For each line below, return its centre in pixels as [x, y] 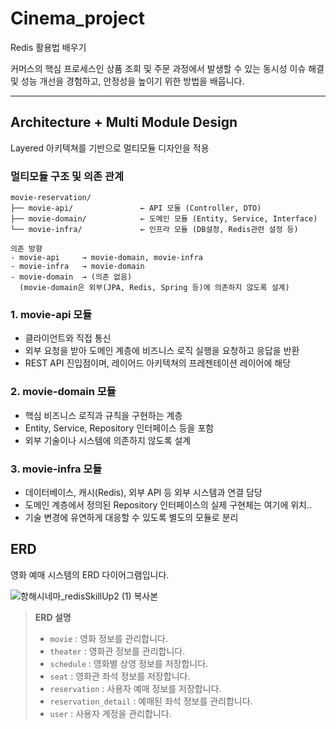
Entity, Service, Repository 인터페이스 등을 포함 [119, 428]
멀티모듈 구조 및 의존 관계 [67, 176]
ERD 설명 [53, 617]
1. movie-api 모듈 [51, 314]
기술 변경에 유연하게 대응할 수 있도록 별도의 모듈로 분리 [131, 517]
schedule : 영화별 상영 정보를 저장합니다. [129, 663]
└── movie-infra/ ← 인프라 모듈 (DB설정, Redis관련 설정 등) [154, 230]
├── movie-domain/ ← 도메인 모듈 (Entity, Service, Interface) [164, 219]
